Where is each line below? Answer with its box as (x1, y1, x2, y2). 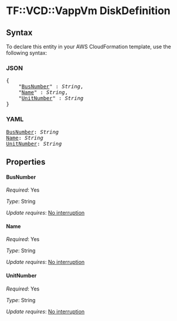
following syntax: (6, 49, 47, 56)
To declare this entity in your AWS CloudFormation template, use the (6, 43, 171, 50)
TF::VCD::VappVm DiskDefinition (6, 4, 171, 18)
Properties (6, 157, 46, 167)
